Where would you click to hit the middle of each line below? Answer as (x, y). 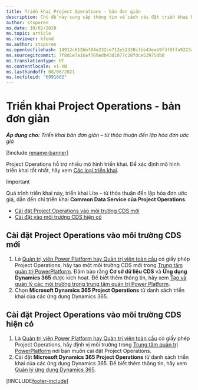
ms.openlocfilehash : (32, 50)
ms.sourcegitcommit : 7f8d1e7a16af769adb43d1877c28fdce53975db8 (85, 55)
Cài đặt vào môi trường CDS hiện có (58, 217)
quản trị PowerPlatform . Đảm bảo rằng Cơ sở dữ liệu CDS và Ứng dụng (101, 271)
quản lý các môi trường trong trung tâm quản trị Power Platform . (92, 284)
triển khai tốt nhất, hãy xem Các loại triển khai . (62, 171)
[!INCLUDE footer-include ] (37, 381)
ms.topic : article (29, 34)
